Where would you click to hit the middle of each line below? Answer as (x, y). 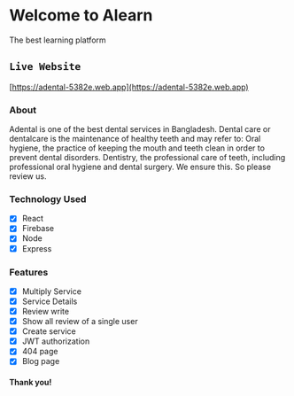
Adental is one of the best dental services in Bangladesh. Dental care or (140, 129)
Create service (49, 331)
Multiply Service (52, 291)
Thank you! (31, 382)
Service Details (50, 301)
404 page (40, 352)
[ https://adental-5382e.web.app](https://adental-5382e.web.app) (129, 87)
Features (29, 272)
